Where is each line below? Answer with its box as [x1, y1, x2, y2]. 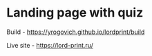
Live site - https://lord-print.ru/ [6, 41, 94, 49]
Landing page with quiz [6, 5, 144, 21]
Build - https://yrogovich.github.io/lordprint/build [6, 28, 145, 36]
